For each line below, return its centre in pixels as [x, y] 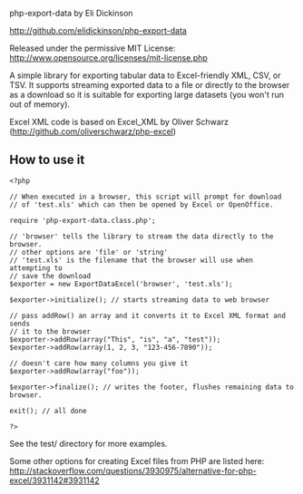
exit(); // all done [49, 411]
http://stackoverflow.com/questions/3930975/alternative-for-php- [133, 470]
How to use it [47, 160]
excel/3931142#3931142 [54, 480]
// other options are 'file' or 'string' [89, 252]
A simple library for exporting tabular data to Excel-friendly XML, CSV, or [145, 75]
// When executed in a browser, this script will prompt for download [146, 197]
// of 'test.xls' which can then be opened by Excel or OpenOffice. [142, 204]
